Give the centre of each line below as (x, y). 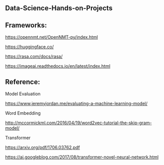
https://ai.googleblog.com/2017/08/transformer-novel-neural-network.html (82, 157)
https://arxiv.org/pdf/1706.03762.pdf (43, 148)
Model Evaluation (23, 94)
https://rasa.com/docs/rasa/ (34, 56)
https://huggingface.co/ (29, 47)
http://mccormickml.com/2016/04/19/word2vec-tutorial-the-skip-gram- (79, 123)
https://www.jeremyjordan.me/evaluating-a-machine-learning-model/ (76, 104)
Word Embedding (23, 113)
